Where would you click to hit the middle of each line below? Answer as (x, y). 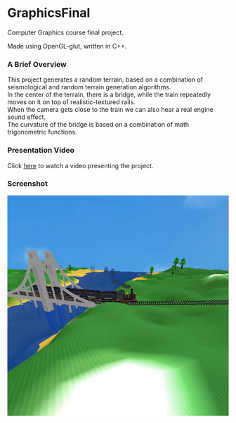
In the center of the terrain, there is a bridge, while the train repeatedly (109, 95)
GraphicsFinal (49, 13)
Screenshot (27, 184)
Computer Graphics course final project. (66, 32)
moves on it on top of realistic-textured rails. (71, 102)
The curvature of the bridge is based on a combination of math (98, 125)
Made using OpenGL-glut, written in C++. (67, 46)
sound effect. (27, 117)
